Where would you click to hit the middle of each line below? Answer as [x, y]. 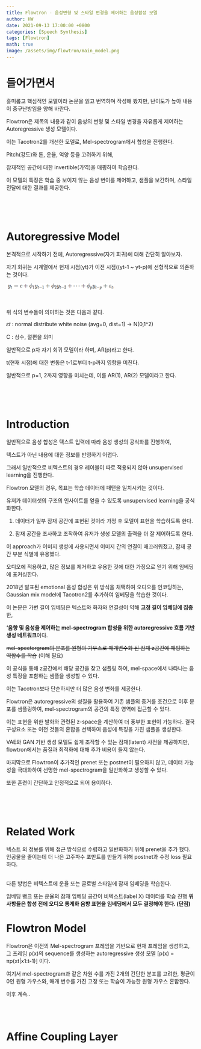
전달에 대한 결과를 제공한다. [39, 187]
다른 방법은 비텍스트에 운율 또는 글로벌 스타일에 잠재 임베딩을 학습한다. [89, 883]
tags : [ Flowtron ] [28, 38]
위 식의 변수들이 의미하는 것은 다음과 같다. [55, 312]
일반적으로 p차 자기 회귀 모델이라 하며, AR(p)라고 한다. [70, 350]
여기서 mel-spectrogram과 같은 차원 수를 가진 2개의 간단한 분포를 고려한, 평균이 [101, 973]
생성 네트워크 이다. [27, 635]
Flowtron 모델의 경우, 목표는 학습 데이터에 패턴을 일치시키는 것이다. [85, 487]
